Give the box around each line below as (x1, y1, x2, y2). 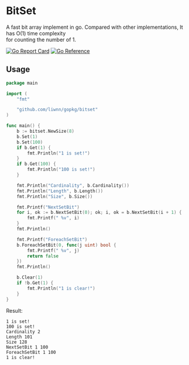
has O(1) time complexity (6, 29, 66, 36)
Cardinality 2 (6, 329, 41, 334)
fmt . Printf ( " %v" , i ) (27, 215, 80, 221)
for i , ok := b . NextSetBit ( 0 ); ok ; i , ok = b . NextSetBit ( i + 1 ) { (16, 210, 182, 216)
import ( (6, 91, 28, 96)
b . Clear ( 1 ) (16, 274, 43, 280)
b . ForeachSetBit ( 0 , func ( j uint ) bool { (16, 242, 116, 248)
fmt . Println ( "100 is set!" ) (27, 166, 95, 173)
